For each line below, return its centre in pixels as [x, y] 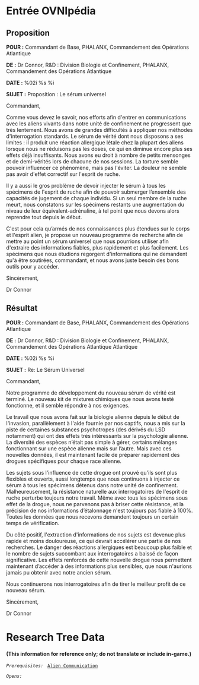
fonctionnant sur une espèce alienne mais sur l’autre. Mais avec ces [89, 448]
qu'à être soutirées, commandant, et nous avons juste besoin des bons [93, 260]
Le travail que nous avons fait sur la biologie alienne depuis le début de [93, 416]
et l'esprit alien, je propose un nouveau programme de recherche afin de [95, 235]
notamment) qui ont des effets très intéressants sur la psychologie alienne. [97, 435]
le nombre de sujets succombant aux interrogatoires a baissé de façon [92, 553]
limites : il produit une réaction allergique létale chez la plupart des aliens [95, 143]
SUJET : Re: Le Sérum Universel [45, 370]
